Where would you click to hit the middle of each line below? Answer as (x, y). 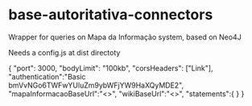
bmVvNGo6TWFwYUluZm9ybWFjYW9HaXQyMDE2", (96, 85)
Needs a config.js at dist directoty (64, 52)
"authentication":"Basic (47, 76)
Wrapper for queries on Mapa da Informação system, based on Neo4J (125, 37)
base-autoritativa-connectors (111, 15)
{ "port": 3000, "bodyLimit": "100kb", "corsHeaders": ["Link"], (111, 68)
